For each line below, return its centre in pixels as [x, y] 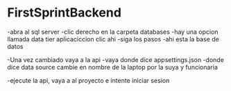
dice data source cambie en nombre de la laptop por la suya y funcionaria [113, 67]
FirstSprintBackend [64, 13]
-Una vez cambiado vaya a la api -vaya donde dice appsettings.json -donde [115, 59]
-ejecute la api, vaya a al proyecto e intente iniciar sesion [88, 80]
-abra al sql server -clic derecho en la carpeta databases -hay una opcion [113, 32]
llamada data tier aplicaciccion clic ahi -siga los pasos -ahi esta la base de [113, 39]
